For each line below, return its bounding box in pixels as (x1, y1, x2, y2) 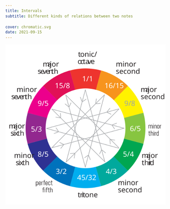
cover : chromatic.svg (5, 24, 51, 29)
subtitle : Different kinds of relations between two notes (5, 13, 133, 19)
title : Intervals (5, 8, 42, 13)
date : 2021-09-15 (5, 29, 42, 35)
